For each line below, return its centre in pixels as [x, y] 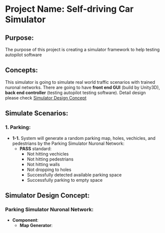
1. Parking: [18, 128]
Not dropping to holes [49, 169]
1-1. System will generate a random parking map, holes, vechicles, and [84, 138]
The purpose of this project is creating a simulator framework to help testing [82, 50]
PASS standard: [35, 148]
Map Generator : [36, 226]
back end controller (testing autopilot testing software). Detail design [76, 93]
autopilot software [24, 55]
